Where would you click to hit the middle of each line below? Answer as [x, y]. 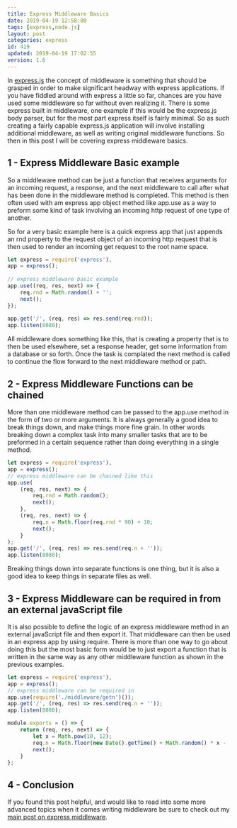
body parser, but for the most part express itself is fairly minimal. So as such [118, 118]
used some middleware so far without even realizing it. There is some [109, 103]
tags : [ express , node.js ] [44, 27]
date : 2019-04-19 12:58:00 [47, 21]
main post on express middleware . [57, 817]
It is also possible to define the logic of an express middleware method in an [118, 626]
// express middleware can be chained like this [80, 476]
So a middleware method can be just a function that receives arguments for [117, 180]
